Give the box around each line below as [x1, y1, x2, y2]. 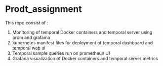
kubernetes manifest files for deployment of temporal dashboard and [12, 39, 153, 45]
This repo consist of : [5, 20, 48, 26]
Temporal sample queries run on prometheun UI [12, 50, 110, 56]
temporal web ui [12, 45, 45, 51]
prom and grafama [12, 34, 50, 40]
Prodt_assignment [5, 3, 82, 15]
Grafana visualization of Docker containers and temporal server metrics [12, 55, 158, 61]
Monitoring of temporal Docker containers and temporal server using [12, 29, 153, 35]
